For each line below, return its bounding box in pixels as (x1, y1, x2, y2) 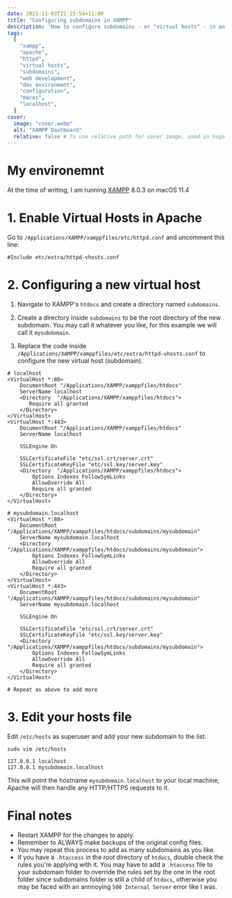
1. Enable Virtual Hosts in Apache (7, 210, 203, 226)
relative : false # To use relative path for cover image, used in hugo (13, 133, 226, 140)
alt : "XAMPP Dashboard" (13, 126, 82, 133)
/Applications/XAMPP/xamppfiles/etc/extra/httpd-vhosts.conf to (17, 349, 206, 358)
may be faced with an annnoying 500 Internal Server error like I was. (17, 882, 217, 890)
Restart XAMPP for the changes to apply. (17, 831, 135, 839)
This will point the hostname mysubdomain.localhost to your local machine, (7, 776, 220, 784)
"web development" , (19, 74, 76, 82)
